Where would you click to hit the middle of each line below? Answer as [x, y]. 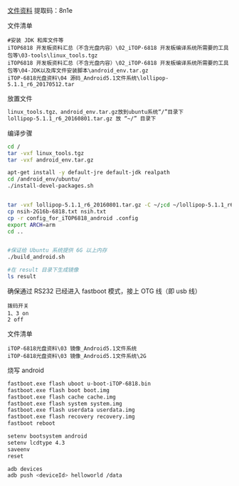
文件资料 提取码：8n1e [40, 10]
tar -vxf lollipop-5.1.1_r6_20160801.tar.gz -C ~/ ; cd [89, 205]
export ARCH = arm [31, 225]
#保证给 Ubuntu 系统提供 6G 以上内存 [57, 250]
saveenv [19, 449]
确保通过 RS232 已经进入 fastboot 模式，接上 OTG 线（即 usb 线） [104, 291]
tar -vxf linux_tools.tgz [46, 153]
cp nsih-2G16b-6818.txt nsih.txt [57, 211]
